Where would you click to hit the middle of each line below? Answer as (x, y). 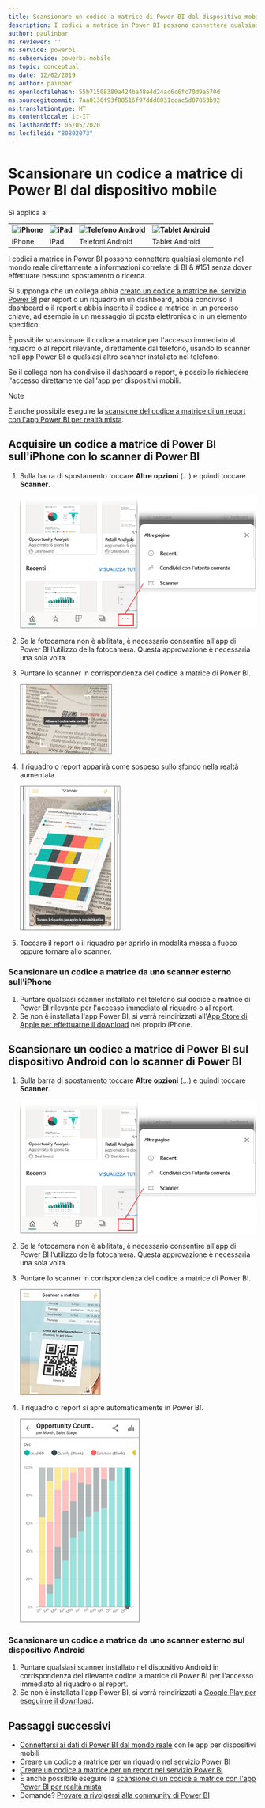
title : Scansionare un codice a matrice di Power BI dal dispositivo (125, 17)
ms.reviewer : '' (35, 42)
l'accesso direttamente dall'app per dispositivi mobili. (95, 380)
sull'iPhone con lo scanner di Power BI (104, 457)
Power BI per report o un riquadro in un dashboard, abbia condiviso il (120, 300)
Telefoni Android (106, 241)
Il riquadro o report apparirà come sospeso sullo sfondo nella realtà (129, 766)
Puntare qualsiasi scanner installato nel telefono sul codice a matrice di (135, 999)
